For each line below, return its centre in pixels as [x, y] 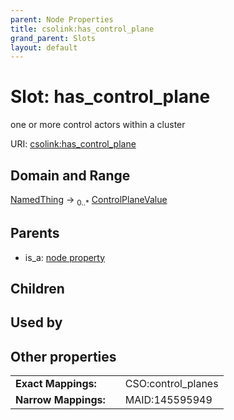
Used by [36, 322]
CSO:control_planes [171, 384]
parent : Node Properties [62, 19]
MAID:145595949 [168, 400]
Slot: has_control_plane [110, 97]
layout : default [44, 47]
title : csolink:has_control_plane [82, 29]
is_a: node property [65, 257]
